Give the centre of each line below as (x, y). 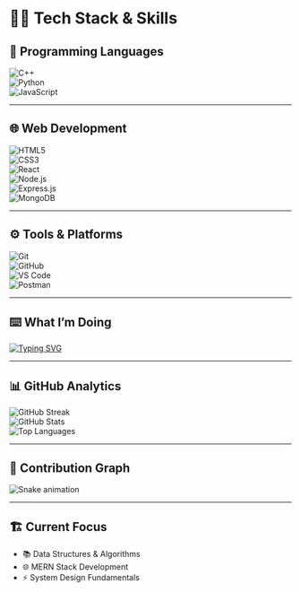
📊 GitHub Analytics (65, 386)
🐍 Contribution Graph (70, 468)
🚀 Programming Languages (86, 52)
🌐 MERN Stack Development (75, 566)
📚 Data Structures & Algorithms (81, 553)
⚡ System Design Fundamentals (81, 577)
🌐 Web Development (68, 129)
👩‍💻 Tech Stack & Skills (93, 18)
